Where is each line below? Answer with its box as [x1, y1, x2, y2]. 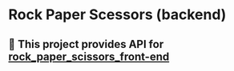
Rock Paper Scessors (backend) [8, 6, 227, 24]
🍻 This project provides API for [8, 37, 164, 51]
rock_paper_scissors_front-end [8, 49, 170, 63]
